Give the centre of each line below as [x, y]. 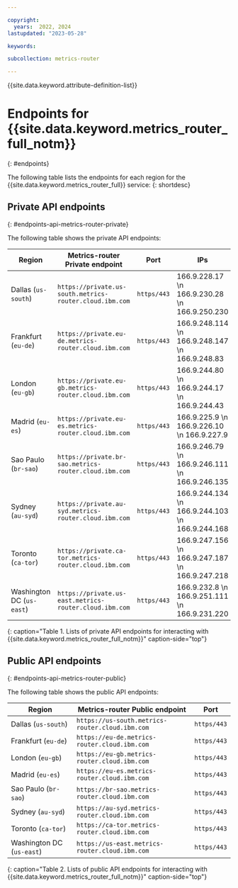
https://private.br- [92, 457]
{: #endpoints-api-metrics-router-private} [68, 224]
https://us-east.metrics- [120, 843]
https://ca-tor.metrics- [119, 825]
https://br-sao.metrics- [119, 789]
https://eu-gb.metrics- [117, 754]
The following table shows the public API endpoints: [83, 692]
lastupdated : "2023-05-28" [47, 33]
